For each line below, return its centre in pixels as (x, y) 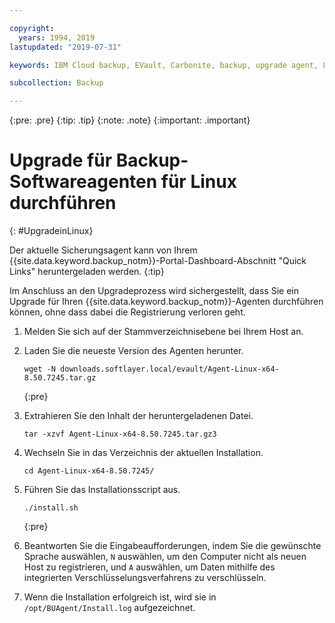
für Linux (198, 182)
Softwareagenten (83, 182)
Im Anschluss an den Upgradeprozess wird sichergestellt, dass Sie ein (154, 291)
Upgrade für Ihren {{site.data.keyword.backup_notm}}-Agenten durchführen (166, 302)
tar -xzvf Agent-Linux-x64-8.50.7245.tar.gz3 (120, 434)
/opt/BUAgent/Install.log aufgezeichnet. (109, 608)
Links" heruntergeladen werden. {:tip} (87, 272)
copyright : (32, 28)
